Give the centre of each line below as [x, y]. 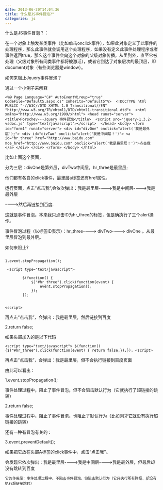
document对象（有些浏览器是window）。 [45, 67]
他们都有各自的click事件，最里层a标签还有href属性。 [57, 178]
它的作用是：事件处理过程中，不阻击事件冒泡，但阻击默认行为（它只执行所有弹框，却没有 [81, 478]
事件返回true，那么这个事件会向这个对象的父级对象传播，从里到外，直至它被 [81, 55]
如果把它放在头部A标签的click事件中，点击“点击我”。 [58, 452]
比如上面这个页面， [24, 157]
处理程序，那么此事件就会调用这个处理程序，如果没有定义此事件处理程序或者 [81, 49]
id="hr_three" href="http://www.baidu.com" [50, 138]
